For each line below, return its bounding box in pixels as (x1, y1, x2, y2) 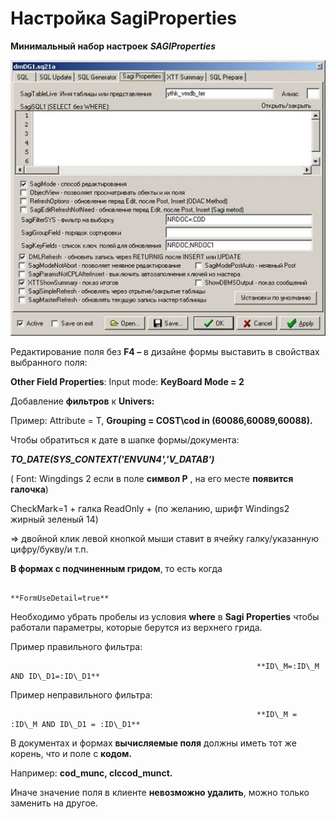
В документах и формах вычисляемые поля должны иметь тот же (10, 737, 297, 749)
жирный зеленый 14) (10, 513, 99, 525)
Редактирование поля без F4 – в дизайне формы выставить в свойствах (10, 345, 320, 357)
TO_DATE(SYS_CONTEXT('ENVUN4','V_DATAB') (10, 453, 215, 465)
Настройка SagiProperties (10, 7, 237, 30)
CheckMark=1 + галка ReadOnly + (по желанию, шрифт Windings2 (10, 502, 290, 514)
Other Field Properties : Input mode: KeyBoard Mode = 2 (10, 375, 245, 387)
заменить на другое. (10, 797, 98, 809)
